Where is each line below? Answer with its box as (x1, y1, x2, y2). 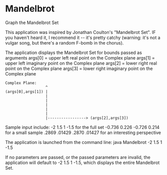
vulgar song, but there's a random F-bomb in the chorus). (5, 39, 124, 45)
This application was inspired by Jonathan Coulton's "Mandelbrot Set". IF (5, 29, 156, 35)
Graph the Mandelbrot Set (5, 19, 59, 25)
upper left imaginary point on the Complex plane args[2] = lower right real (5, 60, 157, 66)
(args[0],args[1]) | (5, 89, 48, 94)
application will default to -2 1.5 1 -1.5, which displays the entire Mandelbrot (5, 159, 160, 165)
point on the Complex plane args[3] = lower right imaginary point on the (5, 65, 153, 71)
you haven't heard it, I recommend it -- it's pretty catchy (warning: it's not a (5, 34, 161, 40)
